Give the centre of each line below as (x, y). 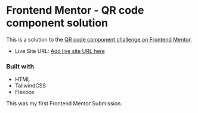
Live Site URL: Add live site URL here (60, 51)
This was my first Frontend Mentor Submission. (64, 103)
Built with (20, 66)
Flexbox (24, 92)
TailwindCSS (30, 86)
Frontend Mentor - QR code (75, 10)
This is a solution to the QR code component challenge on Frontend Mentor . (99, 39)
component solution (57, 23)
